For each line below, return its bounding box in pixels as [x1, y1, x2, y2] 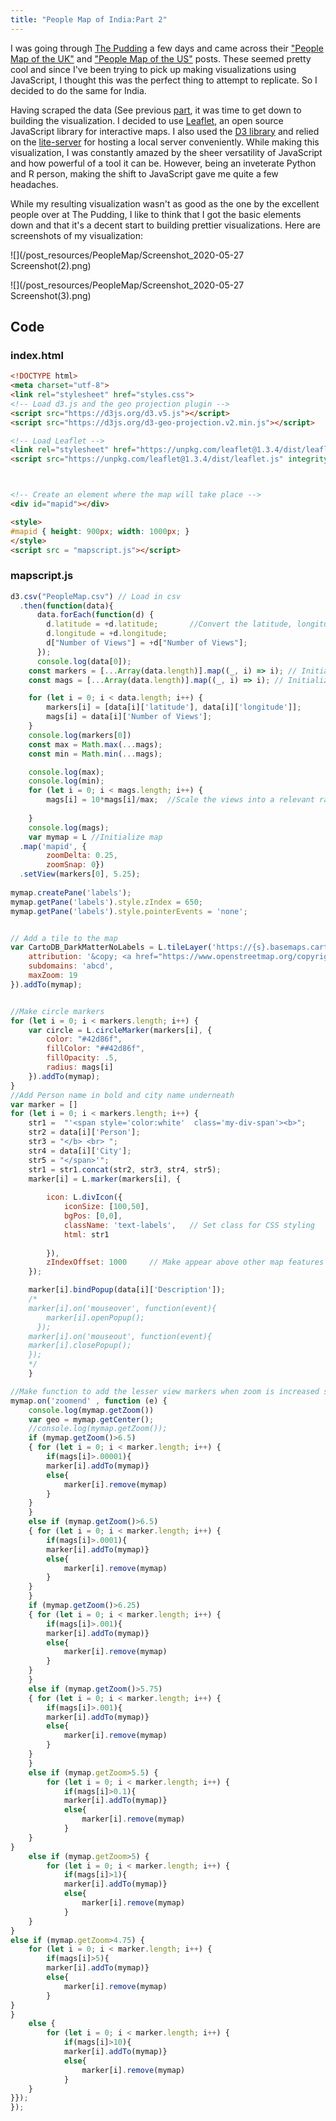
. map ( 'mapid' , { [19, 841, 87, 851]
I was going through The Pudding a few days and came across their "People [10, 42, 324, 54]
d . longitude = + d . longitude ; [46, 629, 168, 639]
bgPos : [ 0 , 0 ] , [63, 1211, 123, 1221]
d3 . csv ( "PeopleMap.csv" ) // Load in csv [10, 591, 182, 601]
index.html [10, 348, 64, 362]
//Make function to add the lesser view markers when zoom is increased [10, 1386, 320, 1396]
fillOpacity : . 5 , [46, 1053, 118, 1063]
